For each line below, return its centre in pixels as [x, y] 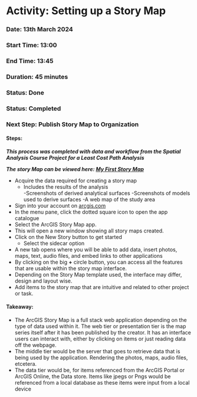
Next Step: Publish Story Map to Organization [73, 124]
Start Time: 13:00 [32, 45]
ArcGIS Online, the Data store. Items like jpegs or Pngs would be [93, 376]
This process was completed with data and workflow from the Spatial [93, 151]
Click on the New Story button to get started [68, 237]
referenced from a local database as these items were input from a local [102, 383]
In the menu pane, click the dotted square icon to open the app [91, 212]
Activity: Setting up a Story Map [86, 11]
